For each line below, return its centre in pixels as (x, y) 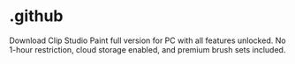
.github (36, 16)
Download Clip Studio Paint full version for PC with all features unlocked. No (147, 40)
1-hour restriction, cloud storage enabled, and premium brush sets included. (147, 49)
